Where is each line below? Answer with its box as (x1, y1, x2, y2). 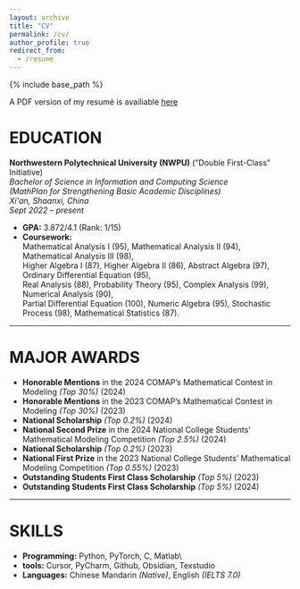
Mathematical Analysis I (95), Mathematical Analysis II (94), (21, 240, 241, 251)
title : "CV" (9, 21, 54, 30)
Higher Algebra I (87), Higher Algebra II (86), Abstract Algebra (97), (21, 260, 271, 271)
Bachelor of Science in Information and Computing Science (9, 176, 229, 187)
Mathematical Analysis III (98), (21, 250, 134, 261)
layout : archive (9, 13, 70, 22)
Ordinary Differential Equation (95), (21, 269, 152, 280)
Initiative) (9, 166, 43, 177)
